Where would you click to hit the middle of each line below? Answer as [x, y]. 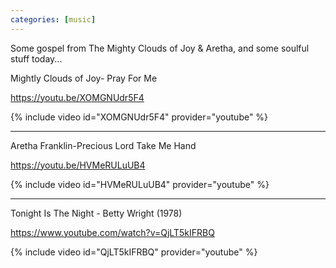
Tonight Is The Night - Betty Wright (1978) [96, 213]
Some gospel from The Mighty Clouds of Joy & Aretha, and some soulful [160, 48]
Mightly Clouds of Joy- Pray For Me [84, 78]
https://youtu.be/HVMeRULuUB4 [78, 165]
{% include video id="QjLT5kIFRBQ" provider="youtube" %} [134, 252]
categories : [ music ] [53, 19]
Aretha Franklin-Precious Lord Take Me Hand [103, 145]
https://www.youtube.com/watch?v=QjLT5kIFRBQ [112, 232]
